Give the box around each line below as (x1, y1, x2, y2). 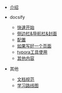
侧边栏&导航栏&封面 (17, 31, 57, 36)
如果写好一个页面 (17, 43, 52, 48)
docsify (9, 14, 25, 20)
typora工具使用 (17, 49, 48, 55)
